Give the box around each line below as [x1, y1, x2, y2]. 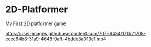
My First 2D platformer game [5, 20, 67, 27]
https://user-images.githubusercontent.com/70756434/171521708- [5, 30, 146, 36]
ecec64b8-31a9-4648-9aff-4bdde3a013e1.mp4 [5, 36, 106, 42]
